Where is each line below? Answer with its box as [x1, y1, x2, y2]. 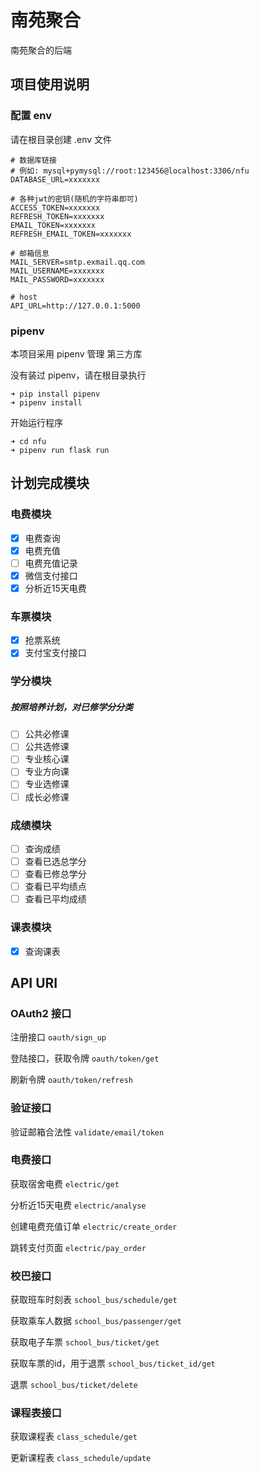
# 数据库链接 [10, 155, 57, 165]
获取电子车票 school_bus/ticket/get [10, 1336, 160, 1348]
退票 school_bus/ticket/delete [10, 1379, 138, 1391]
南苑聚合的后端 [10, 44, 72, 56]
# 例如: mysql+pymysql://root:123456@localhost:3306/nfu [10, 166, 250, 176]
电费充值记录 [24, 557, 78, 569]
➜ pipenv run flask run [10, 445, 110, 455]
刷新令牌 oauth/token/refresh [10, 1074, 133, 1086]
